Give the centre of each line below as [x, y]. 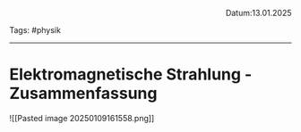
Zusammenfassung [83, 94]
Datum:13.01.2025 [258, 13]
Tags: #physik [35, 30]
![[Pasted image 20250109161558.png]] [82, 118]
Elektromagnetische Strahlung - [131, 74]
